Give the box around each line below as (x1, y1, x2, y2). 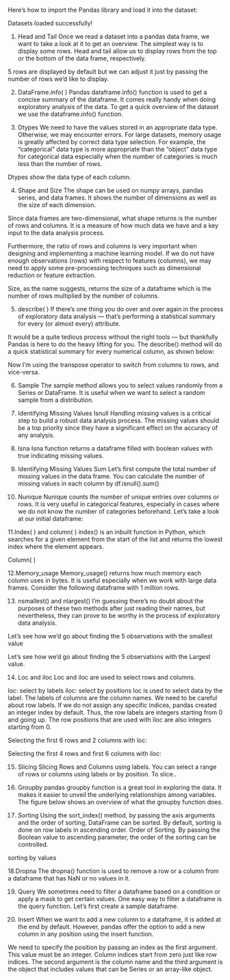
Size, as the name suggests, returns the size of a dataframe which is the (8, 285, 212, 292)
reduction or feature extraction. (8, 271, 97, 279)
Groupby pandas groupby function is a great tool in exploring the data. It (17, 783, 222, 791)
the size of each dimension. (17, 201, 97, 208)
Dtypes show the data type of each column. (8, 173, 131, 181)
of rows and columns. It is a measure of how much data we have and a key (8, 222, 218, 229)
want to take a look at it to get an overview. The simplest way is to (17, 40, 204, 47)
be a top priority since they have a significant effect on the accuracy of (17, 424, 218, 431)
